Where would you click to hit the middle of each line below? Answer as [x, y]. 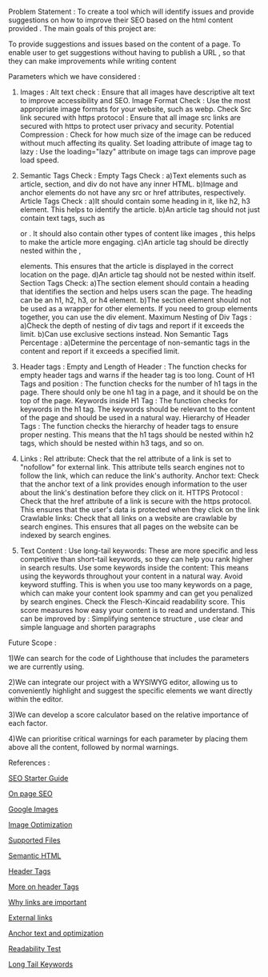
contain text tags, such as [62, 218]
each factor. [28, 723]
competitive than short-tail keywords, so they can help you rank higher [136, 559]
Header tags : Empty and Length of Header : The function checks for [133, 366]
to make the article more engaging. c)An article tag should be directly [134, 242]
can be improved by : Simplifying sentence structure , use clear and [132, 619]
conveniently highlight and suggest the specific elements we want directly [131, 691]
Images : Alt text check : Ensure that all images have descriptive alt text [137, 92]
